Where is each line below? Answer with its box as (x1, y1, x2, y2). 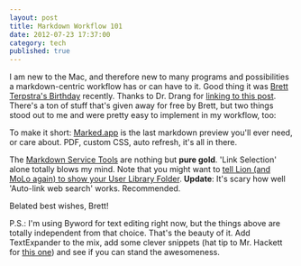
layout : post (9, 13, 59, 23)
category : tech (9, 38, 67, 48)
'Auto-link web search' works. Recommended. (9, 183, 181, 194)
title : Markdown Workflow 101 (9, 22, 123, 31)
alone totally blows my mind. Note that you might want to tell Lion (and (9, 164, 271, 175)
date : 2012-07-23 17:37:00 (9, 30, 111, 39)
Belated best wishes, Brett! (9, 200, 109, 212)
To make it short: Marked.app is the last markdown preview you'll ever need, (9, 127, 293, 138)
